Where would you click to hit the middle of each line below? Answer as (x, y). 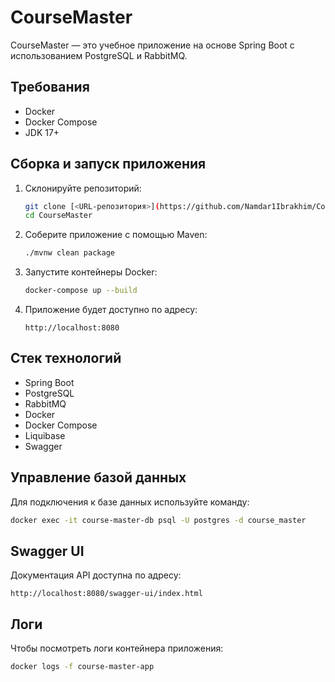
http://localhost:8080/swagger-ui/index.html (106, 594)
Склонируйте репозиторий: (83, 188)
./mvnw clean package (69, 253)
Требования (50, 87)
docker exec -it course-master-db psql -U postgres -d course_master (158, 520)
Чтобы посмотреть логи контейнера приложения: (117, 648)
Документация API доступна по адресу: (96, 575)
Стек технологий (66, 358)
